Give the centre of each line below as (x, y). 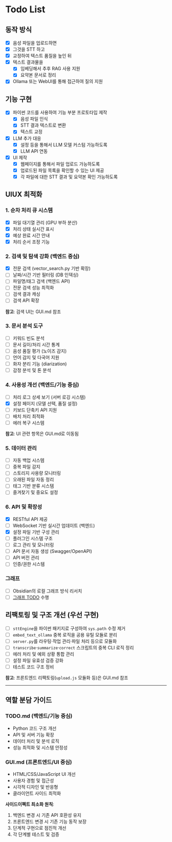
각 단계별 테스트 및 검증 (36, 834)
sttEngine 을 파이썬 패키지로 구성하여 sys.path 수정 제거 (69, 628)
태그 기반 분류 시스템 (33, 486)
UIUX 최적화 (24, 194)
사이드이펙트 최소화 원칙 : (30, 804)
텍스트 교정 (31, 132)
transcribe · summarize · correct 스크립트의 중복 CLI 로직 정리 (73, 647)
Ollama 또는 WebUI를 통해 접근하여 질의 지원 (58, 81)
